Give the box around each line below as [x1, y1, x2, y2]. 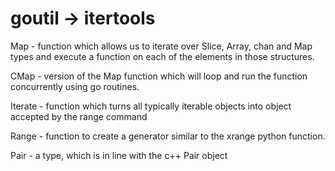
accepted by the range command [10, 110, 148, 122]
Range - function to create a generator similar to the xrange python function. [10, 130, 326, 142]
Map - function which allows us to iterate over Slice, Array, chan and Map [10, 40, 313, 52]
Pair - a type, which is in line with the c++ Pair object [10, 149, 228, 161]
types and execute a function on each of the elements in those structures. [10, 50, 315, 62]
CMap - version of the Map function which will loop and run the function [10, 70, 308, 82]
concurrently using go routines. [10, 80, 140, 92]
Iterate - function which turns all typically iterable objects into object [10, 100, 292, 112]
